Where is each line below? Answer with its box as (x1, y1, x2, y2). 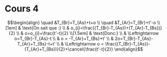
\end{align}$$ (114, 46, 143, 52)
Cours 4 (5, 3, 39, 14)
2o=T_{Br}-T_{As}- (114, 35, 153, 41)
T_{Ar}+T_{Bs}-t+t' (17, 40, 56, 46)
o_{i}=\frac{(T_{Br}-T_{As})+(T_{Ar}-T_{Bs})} (70, 24, 162, 30)
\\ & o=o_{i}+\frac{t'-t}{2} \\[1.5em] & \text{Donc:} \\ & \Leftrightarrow (16, 30, 159, 36)
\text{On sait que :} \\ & (22, 24, 70, 30)
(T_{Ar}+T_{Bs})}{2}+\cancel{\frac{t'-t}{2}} (24, 46, 113, 52)
